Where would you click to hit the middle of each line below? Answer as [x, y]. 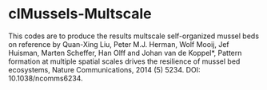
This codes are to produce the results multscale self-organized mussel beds [134, 36]
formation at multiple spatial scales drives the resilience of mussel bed [124, 61]
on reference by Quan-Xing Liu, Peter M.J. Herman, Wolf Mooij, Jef [119, 44]
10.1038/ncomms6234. [46, 78]
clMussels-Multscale [80, 14]
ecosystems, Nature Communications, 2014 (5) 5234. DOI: [105, 69]
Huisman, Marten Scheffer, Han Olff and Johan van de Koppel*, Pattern [125, 53]
